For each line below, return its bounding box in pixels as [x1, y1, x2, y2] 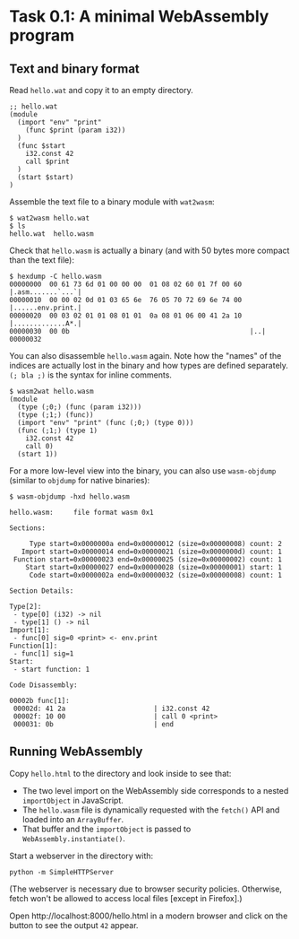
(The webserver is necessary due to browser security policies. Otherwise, [9, 883, 282, 894]
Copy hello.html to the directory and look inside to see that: [9, 768, 232, 778]
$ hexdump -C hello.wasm [9, 272, 102, 281]
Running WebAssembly [9, 744, 143, 760]
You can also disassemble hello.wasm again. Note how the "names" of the [9, 351, 282, 361]
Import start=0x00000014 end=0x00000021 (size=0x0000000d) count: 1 [21, 547, 282, 556]
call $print [25, 157, 70, 166]
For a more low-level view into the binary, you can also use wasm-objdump [9, 465, 277, 476]
